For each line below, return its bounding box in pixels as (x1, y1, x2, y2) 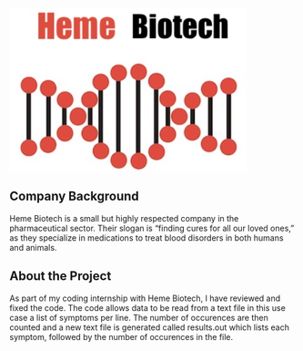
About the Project (9, 268, 112, 284)
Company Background (9, 189, 139, 204)
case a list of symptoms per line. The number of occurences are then (9, 312, 268, 323)
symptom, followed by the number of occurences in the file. (9, 331, 234, 342)
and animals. (9, 242, 57, 253)
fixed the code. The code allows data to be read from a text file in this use (9, 302, 287, 313)
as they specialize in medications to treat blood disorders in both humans (9, 232, 284, 243)
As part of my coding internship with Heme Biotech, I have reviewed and (9, 293, 281, 304)
